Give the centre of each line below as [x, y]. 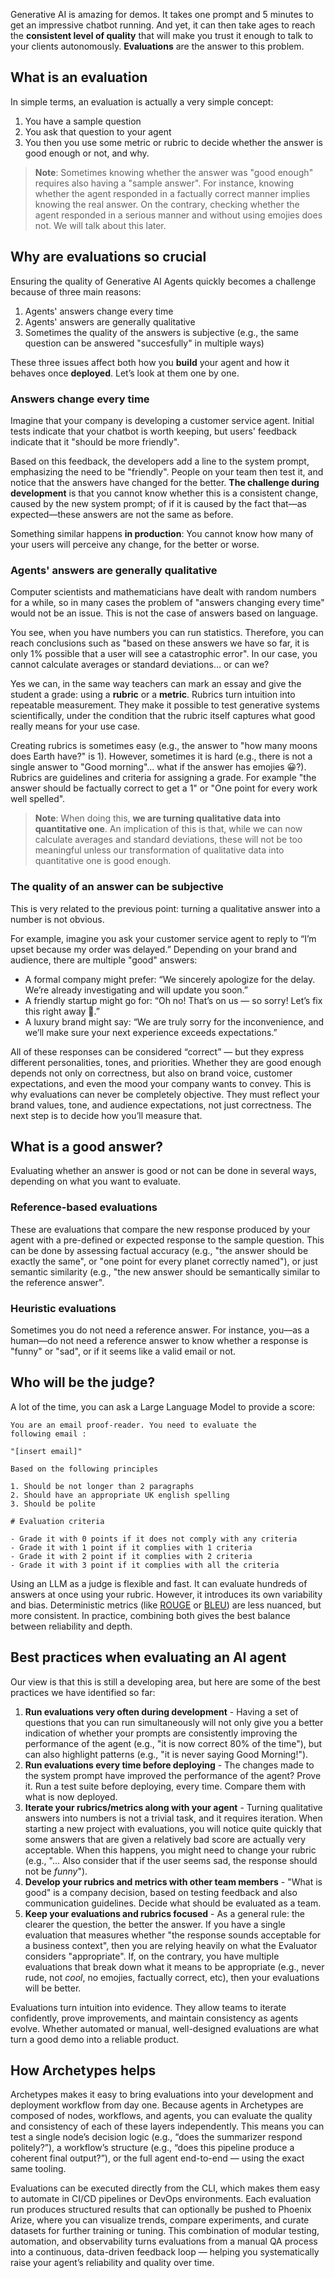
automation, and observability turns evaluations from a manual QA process [164, 2241]
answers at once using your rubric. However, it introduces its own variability [166, 1594]
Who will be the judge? [83, 1382]
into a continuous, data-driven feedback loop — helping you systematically [165, 2252]
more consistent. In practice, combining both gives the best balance [150, 1615]
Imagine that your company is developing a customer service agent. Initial [162, 420]
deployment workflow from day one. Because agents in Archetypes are [157, 2105]
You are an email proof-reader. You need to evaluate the [133, 1425]
